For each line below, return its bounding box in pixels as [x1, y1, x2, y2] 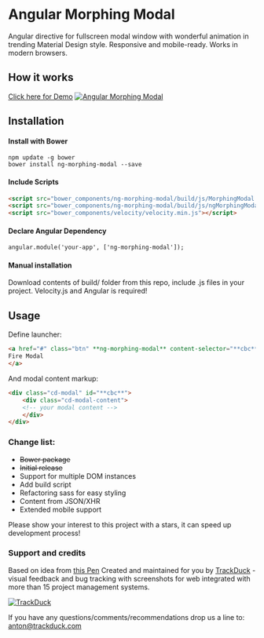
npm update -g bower [8, 154, 76, 162]
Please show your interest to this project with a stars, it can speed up [8, 520, 232, 529]
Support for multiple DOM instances [19, 471, 136, 480]
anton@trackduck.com [8, 621, 82, 630]
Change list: [8, 437, 56, 448]
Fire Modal [8, 352, 44, 360]
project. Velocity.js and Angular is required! [8, 286, 148, 296]
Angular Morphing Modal [8, 5, 175, 24]
